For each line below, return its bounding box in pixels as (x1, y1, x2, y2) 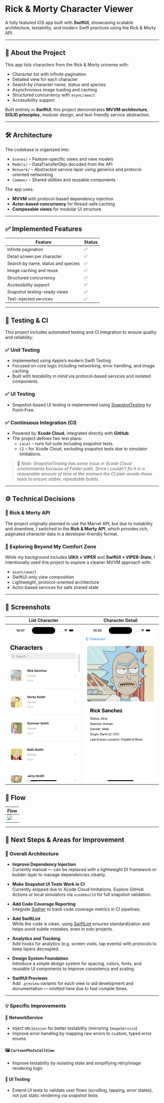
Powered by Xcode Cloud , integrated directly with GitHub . (12, 430, 130, 436)
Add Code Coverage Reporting (12, 901, 76, 907)
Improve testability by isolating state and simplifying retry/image (12, 1060, 141, 1066)
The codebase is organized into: (5, 147, 70, 152)
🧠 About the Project (5, 49, 66, 57)
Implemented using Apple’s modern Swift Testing (12, 358, 111, 363)
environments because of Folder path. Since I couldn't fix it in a (17, 466, 145, 472)
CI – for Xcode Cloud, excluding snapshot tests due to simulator (19, 446, 148, 452)
